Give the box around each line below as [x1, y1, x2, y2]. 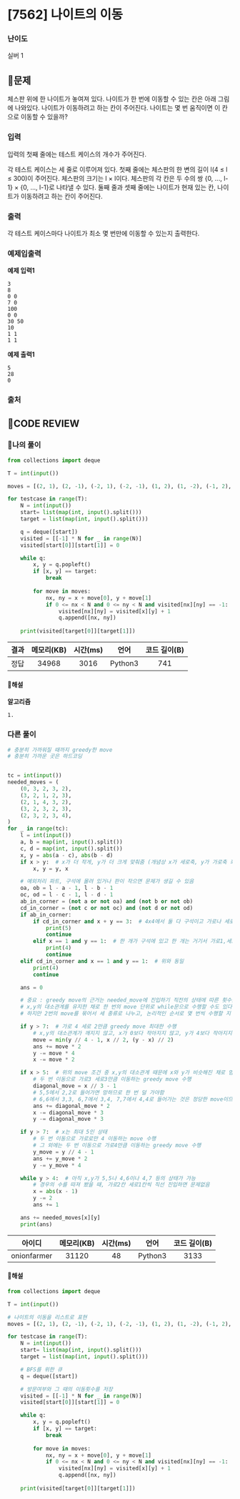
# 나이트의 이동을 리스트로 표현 [7, 1313, 88, 1321]
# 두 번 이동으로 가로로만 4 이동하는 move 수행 [33, 1135, 156, 1142]
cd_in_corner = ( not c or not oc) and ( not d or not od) [20, 904, 194, 911]
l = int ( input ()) [20, 832, 72, 839]
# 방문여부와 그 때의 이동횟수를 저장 [20, 1385, 113, 1392]
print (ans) [20, 1220, 53, 1228]
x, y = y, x [33, 865, 69, 872]
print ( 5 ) [45, 924, 72, 931]
